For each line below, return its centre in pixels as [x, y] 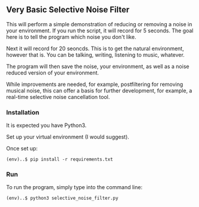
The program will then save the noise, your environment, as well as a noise [98, 66]
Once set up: [22, 149]
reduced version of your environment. [53, 72]
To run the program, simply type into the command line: [74, 187]
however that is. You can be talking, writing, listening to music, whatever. [95, 55]
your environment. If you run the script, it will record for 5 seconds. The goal [100, 30]
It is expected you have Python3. [46, 125]
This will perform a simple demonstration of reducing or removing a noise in [99, 24]
